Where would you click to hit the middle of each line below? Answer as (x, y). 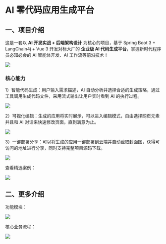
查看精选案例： (20, 168)
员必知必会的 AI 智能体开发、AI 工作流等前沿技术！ (57, 55)
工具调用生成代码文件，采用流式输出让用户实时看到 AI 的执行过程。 (74, 96)
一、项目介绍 (25, 30)
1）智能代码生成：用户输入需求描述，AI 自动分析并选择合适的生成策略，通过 (83, 90)
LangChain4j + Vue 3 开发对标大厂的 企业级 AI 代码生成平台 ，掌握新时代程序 (83, 49)
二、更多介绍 (25, 194)
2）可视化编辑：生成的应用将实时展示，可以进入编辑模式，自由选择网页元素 (83, 116)
